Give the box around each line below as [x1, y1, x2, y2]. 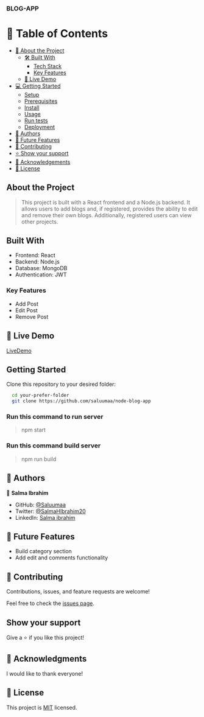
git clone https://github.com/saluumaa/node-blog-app [12, 398, 151, 404]
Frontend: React [15, 251, 56, 259]
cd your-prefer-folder [12, 393, 69, 399]
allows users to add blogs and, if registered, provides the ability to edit [21, 205, 198, 212]
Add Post [15, 300, 38, 307]
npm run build [21, 455, 57, 463]
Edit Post [15, 306, 38, 314]
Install [24, 103, 40, 111]
